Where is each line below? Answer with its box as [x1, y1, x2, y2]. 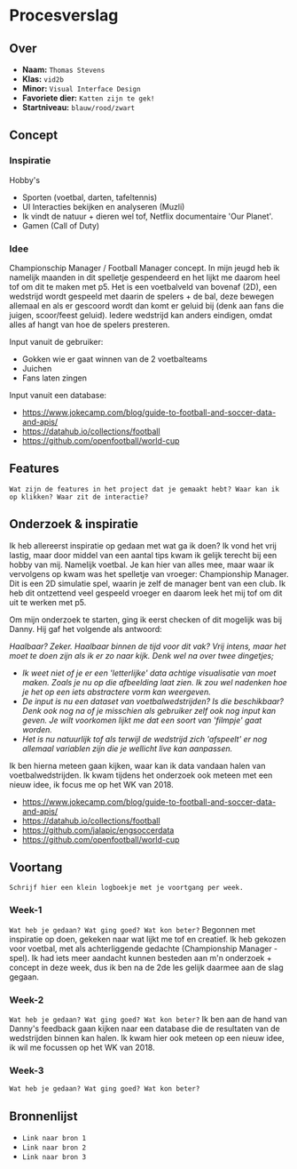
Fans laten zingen [21, 372, 87, 383]
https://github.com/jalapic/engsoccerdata [21, 824, 175, 836]
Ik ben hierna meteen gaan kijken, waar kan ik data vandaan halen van [9, 760, 266, 771]
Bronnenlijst [9, 1109, 78, 1124]
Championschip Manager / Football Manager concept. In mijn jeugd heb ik [9, 262, 280, 273]
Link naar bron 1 [21, 1134, 87, 1143]
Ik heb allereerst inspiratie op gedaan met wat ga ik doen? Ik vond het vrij [9, 540, 277, 551]
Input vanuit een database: [9, 389, 107, 400]
